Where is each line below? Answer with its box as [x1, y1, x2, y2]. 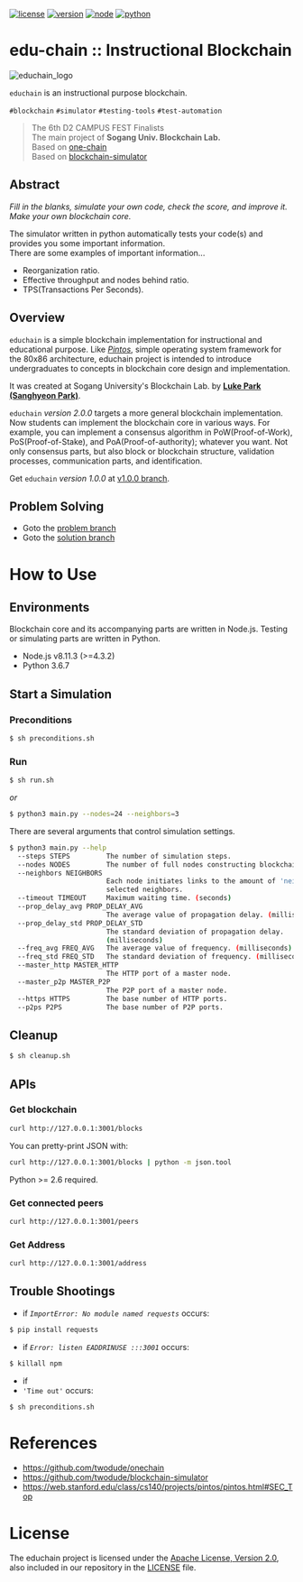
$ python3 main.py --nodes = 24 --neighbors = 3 [9, 810, 179, 819]
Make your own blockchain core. [9, 210, 132, 221]
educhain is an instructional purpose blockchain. [9, 87, 188, 98]
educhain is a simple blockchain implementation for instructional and [9, 334, 262, 345]
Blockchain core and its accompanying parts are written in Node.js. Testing [9, 623, 289, 635]
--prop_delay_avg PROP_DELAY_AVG [17, 902, 143, 911]
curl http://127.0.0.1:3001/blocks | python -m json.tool [9, 1157, 232, 1167]
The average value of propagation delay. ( [106, 910, 272, 919]
